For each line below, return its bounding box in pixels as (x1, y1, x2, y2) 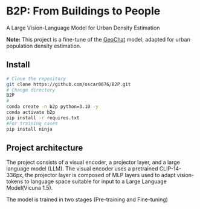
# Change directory (6, 87, 56, 93)
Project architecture (6, 143, 83, 153)
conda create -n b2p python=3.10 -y (6, 104, 98, 110)
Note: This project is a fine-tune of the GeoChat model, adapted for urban (6, 36, 190, 43)
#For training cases (6, 120, 59, 126)
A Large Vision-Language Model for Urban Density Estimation (6, 24, 160, 31)
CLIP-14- (159, 165, 182, 172)
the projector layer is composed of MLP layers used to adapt (25, 172, 176, 179)
